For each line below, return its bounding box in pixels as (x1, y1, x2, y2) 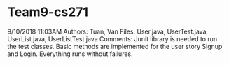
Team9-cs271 (7, 4, 89, 20)
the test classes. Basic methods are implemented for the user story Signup (7, 42, 223, 50)
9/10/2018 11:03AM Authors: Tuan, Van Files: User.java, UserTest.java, (7, 27, 209, 36)
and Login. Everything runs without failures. (7, 50, 133, 58)
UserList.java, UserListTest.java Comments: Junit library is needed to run (7, 34, 218, 43)
